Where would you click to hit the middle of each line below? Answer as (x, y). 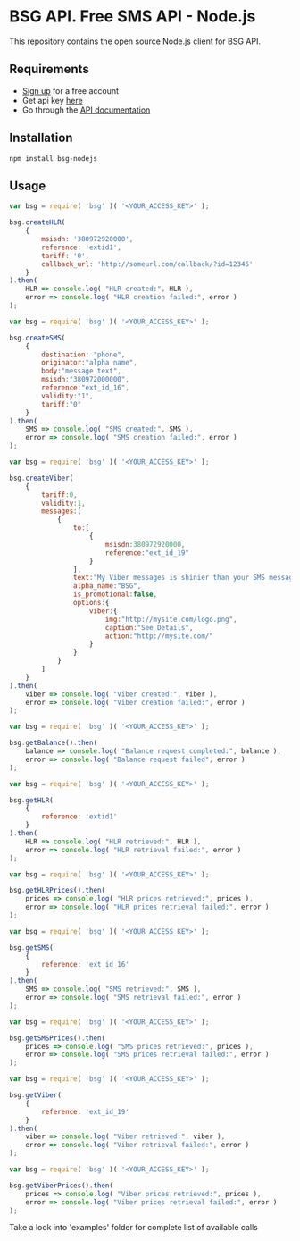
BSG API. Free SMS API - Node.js (133, 17)
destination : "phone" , (83, 355)
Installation (41, 138)
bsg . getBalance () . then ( (54, 743)
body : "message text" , (82, 371)
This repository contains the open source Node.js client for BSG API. (135, 41)
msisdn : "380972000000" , (85, 380)
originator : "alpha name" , (90, 363)
